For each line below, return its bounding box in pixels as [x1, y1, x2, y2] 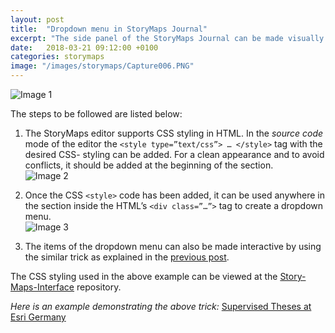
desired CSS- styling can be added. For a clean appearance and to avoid [24, 149, 325, 160]
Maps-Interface [10, 281, 75, 293]
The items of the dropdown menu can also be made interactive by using [24, 241, 322, 252]
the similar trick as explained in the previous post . [24, 251, 230, 263]
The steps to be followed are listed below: [10, 108, 183, 120]
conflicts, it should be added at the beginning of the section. [24, 159, 274, 171]
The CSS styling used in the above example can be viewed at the [10, 271, 278, 282]
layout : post [10, 14, 65, 25]
